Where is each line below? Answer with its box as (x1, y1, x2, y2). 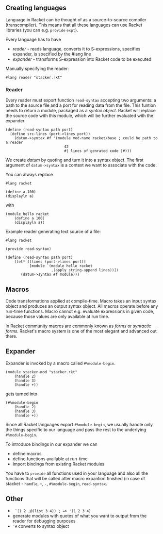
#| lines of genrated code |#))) (64, 149, 132, 153)
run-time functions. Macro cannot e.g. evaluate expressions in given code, (5, 308, 155, 314)
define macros (12, 451, 42, 456)
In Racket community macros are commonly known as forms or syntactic (5, 323, 152, 329)
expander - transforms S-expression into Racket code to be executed (12, 56, 152, 62)
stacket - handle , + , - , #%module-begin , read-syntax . (5, 481, 107, 486)
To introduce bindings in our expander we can (5, 441, 98, 447)
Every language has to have (5, 36, 61, 42)
